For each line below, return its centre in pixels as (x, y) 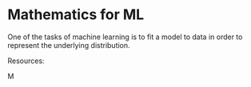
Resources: (26, 61)
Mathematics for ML (76, 15)
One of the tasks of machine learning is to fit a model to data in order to (125, 37)
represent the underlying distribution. (69, 45)
